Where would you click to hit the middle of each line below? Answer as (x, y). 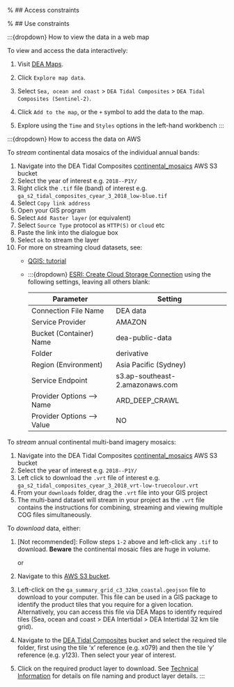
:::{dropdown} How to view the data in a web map (78, 37)
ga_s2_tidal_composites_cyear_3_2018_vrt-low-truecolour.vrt (108, 486)
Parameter (70, 299)
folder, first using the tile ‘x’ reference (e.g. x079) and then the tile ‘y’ (116, 648)
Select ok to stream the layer (58, 240)
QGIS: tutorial (47, 261)
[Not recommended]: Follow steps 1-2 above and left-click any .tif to (118, 542)
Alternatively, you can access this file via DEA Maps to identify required (120, 612)
